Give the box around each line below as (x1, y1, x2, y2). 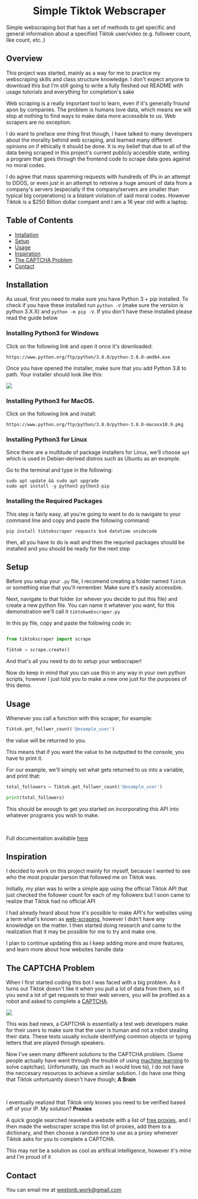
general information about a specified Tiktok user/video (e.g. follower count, (6, 30, 192, 37)
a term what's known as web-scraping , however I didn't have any (6, 916, 165, 923)
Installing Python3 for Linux (6, 435, 87, 443)
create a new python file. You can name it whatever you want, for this (6, 602, 175, 609)
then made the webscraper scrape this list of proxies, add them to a (6, 1123, 171, 1130)
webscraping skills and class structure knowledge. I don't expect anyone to (6, 75, 190, 82)
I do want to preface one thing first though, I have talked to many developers (6, 130, 193, 137)
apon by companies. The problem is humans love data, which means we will (6, 105, 191, 113)
